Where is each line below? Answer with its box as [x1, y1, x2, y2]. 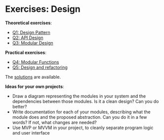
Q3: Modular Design [12, 40, 53, 46]
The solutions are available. [5, 74, 61, 80]
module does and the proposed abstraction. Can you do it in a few [12, 114, 147, 120]
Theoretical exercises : [5, 20, 52, 26]
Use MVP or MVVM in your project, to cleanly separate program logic [12, 125, 154, 131]
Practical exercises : [5, 49, 47, 55]
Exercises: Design [5, 3, 81, 15]
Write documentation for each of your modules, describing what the [12, 109, 151, 115]
